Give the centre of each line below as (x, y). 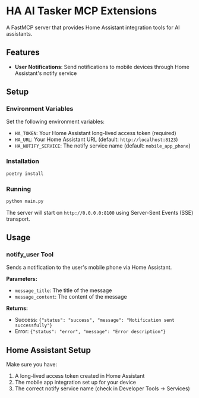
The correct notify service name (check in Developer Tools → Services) (102, 388)
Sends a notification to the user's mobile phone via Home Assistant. (89, 267)
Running (19, 189)
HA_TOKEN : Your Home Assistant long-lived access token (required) (95, 133)
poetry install (25, 174)
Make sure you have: (32, 365)
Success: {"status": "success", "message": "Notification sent (95, 320)
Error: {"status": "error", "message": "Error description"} (90, 331)
